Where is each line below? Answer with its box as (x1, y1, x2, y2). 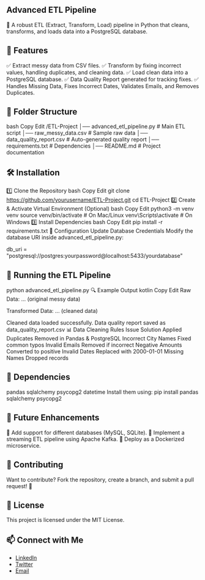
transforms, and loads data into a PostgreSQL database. (6, 28, 148, 35)
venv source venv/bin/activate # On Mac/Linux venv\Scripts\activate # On (6, 211, 193, 219)
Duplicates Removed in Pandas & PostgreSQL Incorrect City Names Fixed (6, 335, 192, 342)
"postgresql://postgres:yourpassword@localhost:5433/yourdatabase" (6, 252, 183, 260)
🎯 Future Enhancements (6, 413, 100, 423)
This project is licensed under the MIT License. (6, 516, 125, 524)
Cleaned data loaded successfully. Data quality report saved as (6, 319, 166, 326)
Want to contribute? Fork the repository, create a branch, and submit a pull (6, 476, 195, 483)
